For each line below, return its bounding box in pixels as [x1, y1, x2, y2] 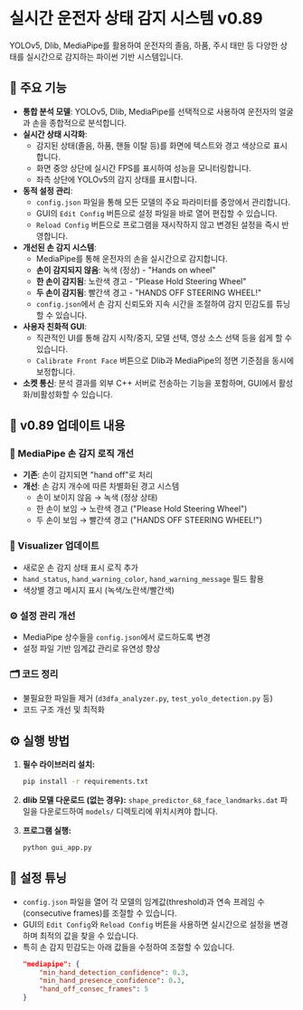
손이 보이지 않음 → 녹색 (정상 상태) [35, 492, 158, 503]
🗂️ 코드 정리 [9, 667, 59, 680]
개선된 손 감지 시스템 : [22, 242, 97, 252]
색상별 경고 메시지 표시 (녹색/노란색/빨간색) [22, 585, 175, 596]
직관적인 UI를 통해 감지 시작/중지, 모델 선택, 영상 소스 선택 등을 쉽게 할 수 [35, 332, 292, 343]
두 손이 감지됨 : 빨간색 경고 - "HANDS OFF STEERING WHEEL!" [35, 287, 262, 298]
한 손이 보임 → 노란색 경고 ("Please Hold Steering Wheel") [35, 503, 248, 514]
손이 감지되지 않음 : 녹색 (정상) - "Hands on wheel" [35, 264, 216, 275]
